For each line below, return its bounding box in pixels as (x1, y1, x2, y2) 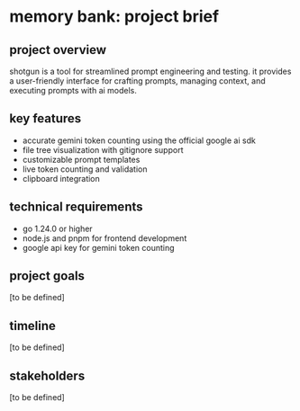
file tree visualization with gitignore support (22, 144, 184, 155)
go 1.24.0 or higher (22, 223, 93, 234)
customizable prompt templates (22, 154, 141, 165)
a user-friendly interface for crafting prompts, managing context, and (9, 76, 266, 86)
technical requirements (9, 200, 143, 215)
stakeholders (9, 368, 86, 383)
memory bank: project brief (9, 6, 219, 27)
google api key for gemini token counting (22, 242, 175, 253)
